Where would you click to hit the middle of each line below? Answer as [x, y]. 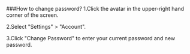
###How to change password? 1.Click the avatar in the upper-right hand [95, 9]
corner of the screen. [32, 15]
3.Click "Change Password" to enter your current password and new [91, 38]
